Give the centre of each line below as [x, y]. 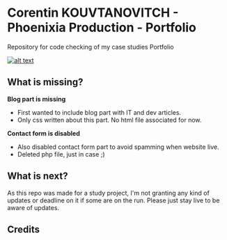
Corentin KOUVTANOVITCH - [93, 13]
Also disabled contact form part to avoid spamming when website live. [118, 147]
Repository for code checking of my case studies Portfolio [91, 47]
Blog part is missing [37, 99]
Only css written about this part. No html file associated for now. [109, 120]
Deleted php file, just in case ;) [61, 154]
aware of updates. [33, 207]
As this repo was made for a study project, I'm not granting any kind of [109, 193]
